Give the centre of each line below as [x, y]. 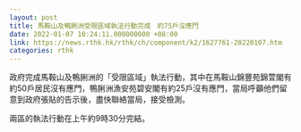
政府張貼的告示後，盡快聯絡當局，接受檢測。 [107, 100]
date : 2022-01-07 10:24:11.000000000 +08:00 [94, 34]
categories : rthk [42, 51]
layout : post [34, 17]
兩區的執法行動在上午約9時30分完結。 [80, 119]
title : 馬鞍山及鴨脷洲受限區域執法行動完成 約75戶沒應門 [104, 26]
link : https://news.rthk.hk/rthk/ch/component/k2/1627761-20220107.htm [146, 42]
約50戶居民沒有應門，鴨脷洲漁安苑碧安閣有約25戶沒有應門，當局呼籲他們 [144, 88]
